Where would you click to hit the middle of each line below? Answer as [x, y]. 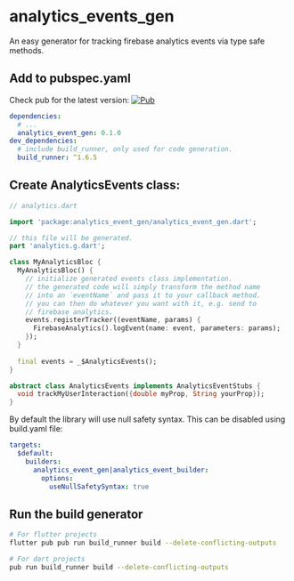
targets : [25, 445]
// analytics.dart [43, 206]
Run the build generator [76, 514]
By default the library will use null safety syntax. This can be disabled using [147, 419]
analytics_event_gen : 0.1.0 [69, 133]
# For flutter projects [53, 535]
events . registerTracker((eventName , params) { [113, 320]
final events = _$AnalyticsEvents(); [87, 361]
